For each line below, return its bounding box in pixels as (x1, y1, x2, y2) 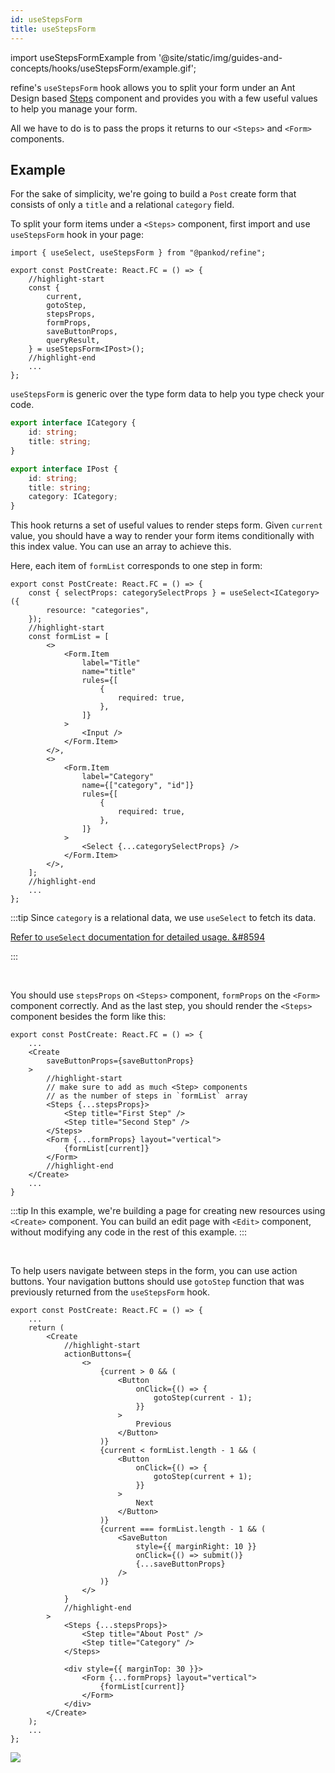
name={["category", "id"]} (81, 781, 195, 791)
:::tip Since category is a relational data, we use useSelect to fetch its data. (10, 912, 317, 924)
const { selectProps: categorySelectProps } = (28, 588, 226, 598)
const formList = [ (28, 632, 110, 642)
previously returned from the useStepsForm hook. (10, 1286, 210, 1298)
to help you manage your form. (10, 102, 138, 115)
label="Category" (81, 772, 155, 782)
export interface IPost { (10, 464, 118, 474)
